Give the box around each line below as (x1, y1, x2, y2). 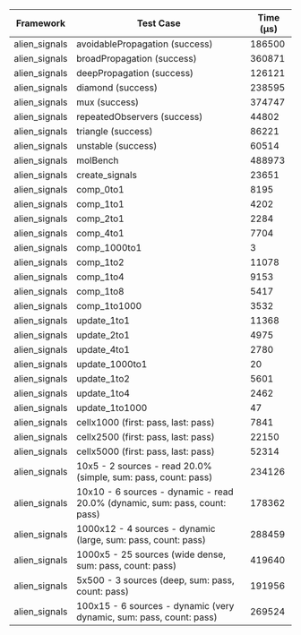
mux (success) (75, 96, 140, 108)
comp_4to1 (75, 227, 125, 239)
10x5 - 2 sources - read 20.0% (75, 460, 212, 472)
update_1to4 (75, 387, 130, 399)
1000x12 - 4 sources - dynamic (75, 523, 216, 535)
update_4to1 (75, 344, 130, 356)
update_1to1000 (75, 402, 148, 414)
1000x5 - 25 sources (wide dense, (75, 548, 227, 561)
